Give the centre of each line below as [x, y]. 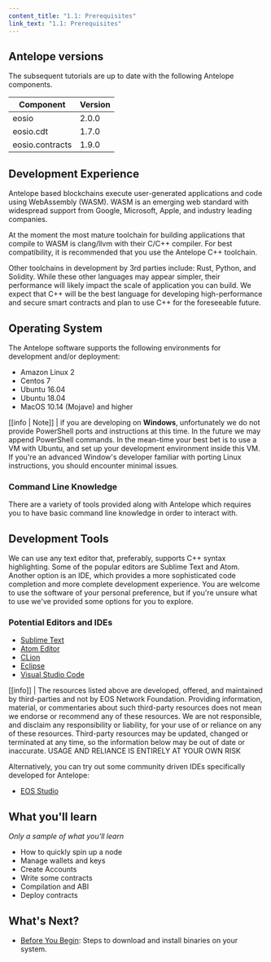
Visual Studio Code [52, 675]
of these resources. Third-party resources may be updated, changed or [129, 733]
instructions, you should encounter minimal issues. [94, 465]
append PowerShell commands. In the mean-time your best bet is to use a [133, 439]
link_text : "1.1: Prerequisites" [65, 24]
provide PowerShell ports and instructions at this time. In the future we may [135, 431]
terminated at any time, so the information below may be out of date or [127, 742]
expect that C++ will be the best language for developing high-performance [135, 294]
